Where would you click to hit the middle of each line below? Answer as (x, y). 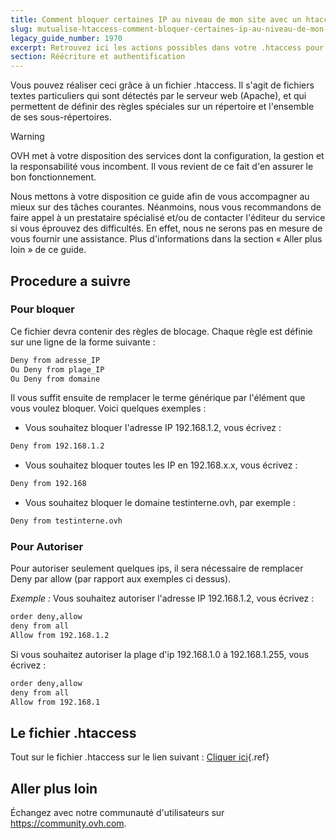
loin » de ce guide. (48, 250)
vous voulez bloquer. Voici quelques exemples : (108, 408)
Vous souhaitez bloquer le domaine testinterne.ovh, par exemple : (160, 503)
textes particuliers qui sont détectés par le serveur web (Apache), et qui (158, 96)
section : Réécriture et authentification (98, 57)
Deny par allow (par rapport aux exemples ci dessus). (121, 579)
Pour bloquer (42, 309)
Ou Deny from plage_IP (57, 369)
